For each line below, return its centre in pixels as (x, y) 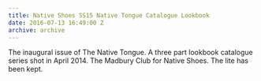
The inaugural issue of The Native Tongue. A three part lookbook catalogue (131, 53)
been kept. (26, 69)
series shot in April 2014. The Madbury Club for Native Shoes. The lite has (128, 61)
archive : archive (37, 30)
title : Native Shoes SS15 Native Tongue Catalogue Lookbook (109, 15)
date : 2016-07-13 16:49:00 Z (56, 23)
